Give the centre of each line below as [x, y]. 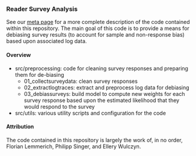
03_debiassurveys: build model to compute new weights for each [104, 94]
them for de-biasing [40, 74]
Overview [19, 55]
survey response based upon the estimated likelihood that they [102, 100]
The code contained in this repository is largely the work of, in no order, [94, 140]
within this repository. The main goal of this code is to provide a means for [98, 28]
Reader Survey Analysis [42, 9]
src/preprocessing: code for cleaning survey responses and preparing [102, 68]
